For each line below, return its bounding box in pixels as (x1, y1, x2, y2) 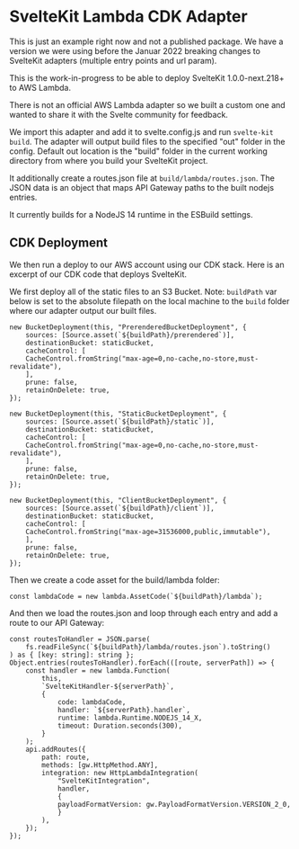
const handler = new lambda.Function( (25, 666, 171, 675)
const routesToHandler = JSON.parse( (9, 634, 151, 644)
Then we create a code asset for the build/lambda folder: (9, 574, 220, 585)
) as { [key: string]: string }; (9, 650, 135, 659)
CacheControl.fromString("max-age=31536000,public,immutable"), (25, 527, 271, 536)
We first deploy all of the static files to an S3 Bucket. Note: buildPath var (9, 286, 277, 297)
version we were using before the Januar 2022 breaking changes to (9, 45, 260, 56)
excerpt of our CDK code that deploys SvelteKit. (9, 268, 187, 280)
